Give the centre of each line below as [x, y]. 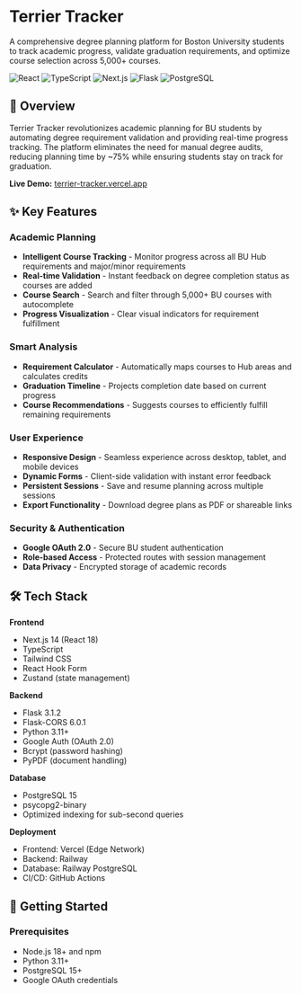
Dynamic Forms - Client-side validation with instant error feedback [146, 476]
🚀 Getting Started [59, 906]
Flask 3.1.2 [41, 713]
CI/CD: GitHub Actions [64, 878]
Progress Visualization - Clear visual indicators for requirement [141, 314]
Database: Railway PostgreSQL [80, 868]
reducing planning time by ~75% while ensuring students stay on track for [146, 156]
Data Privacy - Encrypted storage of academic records [124, 567]
